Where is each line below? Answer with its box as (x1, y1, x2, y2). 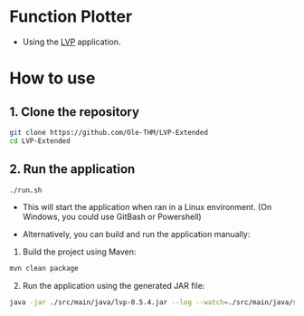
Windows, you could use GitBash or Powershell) (22, 211, 202, 223)
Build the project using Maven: (22, 246, 137, 257)
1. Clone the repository (9, 104, 140, 120)
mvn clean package (9, 264, 79, 273)
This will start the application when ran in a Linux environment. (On (22, 202, 272, 213)
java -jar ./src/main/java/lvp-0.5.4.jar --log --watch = (9, 298, 229, 307)
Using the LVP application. (22, 36, 121, 47)
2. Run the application (9, 161, 136, 177)
